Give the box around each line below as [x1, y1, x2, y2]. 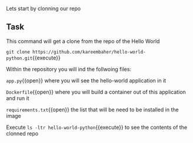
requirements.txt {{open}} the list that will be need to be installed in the [6, 106, 179, 113]
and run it [6, 94, 29, 102]
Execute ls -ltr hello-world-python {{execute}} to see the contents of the [6, 124, 187, 131]
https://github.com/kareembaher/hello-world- [32, 49, 146, 55]
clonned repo [6, 129, 39, 137]
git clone [6, 49, 31, 55]
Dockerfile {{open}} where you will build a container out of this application [6, 88, 187, 95]
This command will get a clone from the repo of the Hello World [6, 38, 160, 45]
